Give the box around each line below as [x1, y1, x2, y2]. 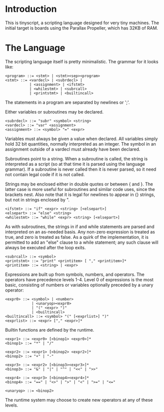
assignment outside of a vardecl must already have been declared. [5, 146, 140, 152]
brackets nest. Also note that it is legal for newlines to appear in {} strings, [5, 191, 155, 197]
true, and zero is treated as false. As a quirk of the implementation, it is [5, 234, 149, 240]
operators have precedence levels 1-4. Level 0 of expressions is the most [5, 276, 154, 282]
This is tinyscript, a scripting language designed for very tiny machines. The [5, 20, 159, 26]
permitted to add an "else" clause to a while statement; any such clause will [5, 239, 159, 245]
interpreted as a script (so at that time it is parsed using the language [5, 161, 145, 167]
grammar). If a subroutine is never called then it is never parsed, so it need [5, 166, 157, 172]
